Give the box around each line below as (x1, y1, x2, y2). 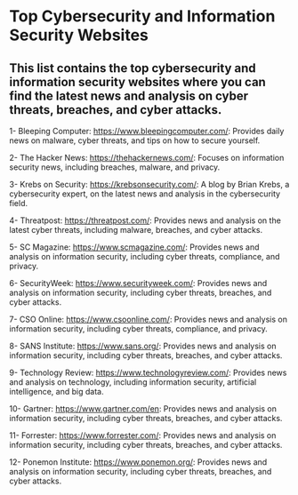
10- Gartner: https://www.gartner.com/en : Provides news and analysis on (9, 403, 278, 414)
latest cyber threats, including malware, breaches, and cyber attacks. (9, 225, 263, 235)
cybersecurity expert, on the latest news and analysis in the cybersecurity (9, 188, 281, 199)
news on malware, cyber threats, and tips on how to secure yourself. (9, 135, 261, 146)
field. (9, 198, 28, 208)
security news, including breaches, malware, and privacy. (9, 162, 221, 172)
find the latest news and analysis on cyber (9, 88, 249, 103)
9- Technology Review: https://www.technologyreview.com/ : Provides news (9, 367, 287, 378)
